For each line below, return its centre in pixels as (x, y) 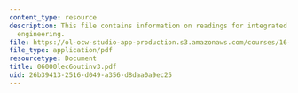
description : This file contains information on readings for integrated (149, 26)
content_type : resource (53, 17)
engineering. (41, 34)
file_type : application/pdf (61, 50)
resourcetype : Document (53, 58)
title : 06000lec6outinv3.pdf (63, 67)
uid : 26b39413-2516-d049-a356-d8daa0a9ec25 (91, 75)
